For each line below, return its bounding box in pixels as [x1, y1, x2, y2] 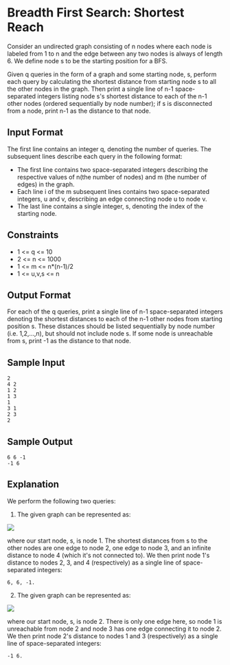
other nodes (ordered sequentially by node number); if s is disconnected [7, 99, 213, 107]
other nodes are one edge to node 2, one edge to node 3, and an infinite [7, 543, 211, 552]
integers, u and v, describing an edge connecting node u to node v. [16, 195, 207, 203]
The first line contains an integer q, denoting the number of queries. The [7, 144, 211, 153]
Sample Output [7, 435, 73, 448]
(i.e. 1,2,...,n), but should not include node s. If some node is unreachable [7, 329, 214, 338]
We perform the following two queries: [7, 497, 116, 505]
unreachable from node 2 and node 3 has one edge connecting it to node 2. [7, 624, 222, 633]
